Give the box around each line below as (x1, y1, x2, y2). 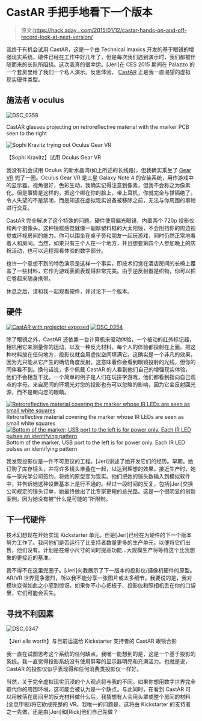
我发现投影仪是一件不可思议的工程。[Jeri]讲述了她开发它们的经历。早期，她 (6, 457, 194, 465)
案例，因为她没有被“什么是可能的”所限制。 (6, 495, 111, 503)
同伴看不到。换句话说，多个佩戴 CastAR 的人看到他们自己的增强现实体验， (6, 365, 191, 373)
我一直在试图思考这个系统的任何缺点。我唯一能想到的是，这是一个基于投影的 (6, 651, 196, 658)
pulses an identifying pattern (6, 445, 78, 452)
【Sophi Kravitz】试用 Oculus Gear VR (6, 153, 101, 161)
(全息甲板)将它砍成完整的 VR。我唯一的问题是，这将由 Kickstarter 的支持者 (6, 701, 191, 708)
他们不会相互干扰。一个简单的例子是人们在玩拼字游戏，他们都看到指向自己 (6, 373, 191, 380)
